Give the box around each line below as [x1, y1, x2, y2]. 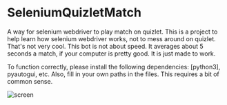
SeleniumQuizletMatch [7, 5, 141, 21]
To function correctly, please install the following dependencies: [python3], [7, 62, 221, 71]
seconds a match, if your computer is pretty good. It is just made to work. [7, 49, 216, 58]
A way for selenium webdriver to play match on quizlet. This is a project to [7, 27, 218, 36]
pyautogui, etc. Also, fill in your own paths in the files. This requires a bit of [7, 70, 219, 78]
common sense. [7, 77, 53, 85]
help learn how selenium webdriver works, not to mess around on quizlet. [7, 34, 216, 43]
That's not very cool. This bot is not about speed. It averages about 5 [7, 42, 204, 50]
